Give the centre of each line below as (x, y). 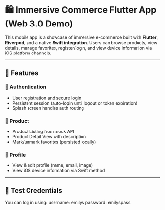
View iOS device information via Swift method (58, 171)
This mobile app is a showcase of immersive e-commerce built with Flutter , (82, 37)
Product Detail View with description (49, 136)
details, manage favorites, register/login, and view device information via (79, 48)
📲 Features (22, 73)
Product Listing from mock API (43, 131)
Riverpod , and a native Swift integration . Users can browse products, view (81, 42)
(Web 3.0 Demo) (39, 24)
